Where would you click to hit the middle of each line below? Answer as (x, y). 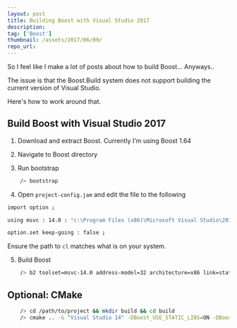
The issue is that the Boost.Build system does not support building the (109, 80)
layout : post (26, 14)
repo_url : (22, 47)
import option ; (31, 207)
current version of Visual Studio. (54, 88)
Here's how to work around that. (54, 102)
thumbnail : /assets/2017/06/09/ (55, 40)
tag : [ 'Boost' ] (30, 34)
